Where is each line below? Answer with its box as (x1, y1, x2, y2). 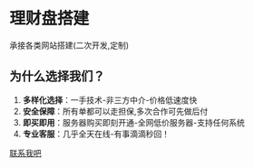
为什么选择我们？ (9, 69, 105, 84)
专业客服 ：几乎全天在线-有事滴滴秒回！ (22, 128, 171, 139)
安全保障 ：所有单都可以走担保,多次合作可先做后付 (22, 106, 209, 116)
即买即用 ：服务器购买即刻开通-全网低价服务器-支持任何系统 (22, 116, 245, 127)
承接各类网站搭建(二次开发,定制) (9, 40, 130, 51)
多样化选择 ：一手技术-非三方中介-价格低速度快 (22, 94, 198, 105)
